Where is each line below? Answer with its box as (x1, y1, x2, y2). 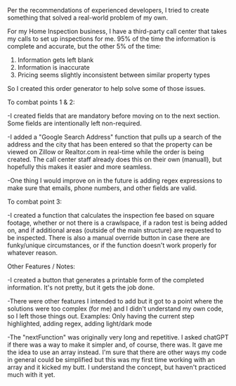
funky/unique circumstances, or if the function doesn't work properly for (7, 241, 217, 249)
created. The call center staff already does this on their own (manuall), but (7, 155, 223, 163)
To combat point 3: (7, 197, 62, 206)
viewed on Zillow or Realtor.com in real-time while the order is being (7, 148, 204, 156)
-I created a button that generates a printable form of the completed (7, 276, 204, 284)
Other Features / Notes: (7, 262, 76, 270)
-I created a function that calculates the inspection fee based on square (7, 211, 215, 219)
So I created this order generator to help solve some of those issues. (7, 85, 206, 92)
